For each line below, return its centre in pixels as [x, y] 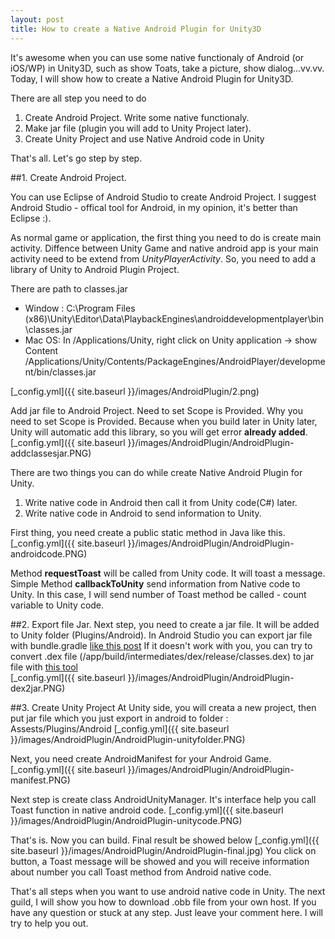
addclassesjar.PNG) [51, 453]
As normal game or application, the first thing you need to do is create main [166, 237]
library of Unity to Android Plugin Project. [95, 269]
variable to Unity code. [57, 605]
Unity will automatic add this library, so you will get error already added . [159, 432]
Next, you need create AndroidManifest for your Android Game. [141, 758]
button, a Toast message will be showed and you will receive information [160, 861]
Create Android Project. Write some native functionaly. [137, 117]
